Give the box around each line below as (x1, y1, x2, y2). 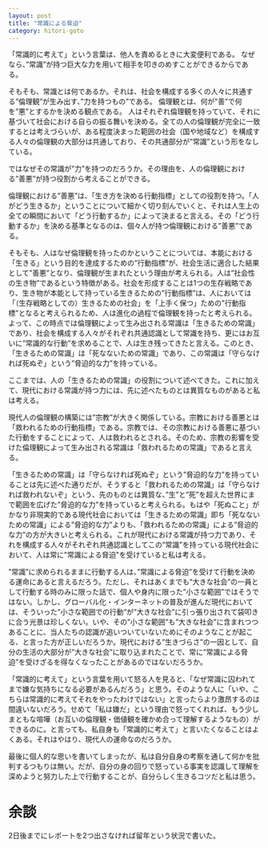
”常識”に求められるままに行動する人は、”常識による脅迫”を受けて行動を (8, 567, 242, 577)
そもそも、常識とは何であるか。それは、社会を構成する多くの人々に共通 (8, 87, 246, 96)
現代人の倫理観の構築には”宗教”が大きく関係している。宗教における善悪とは (8, 412, 260, 422)
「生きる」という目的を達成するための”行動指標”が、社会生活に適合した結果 (8, 258, 260, 268)
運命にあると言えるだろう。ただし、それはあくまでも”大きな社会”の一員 (14, 577, 252, 586)
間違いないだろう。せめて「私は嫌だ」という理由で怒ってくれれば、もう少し (8, 704, 259, 714)
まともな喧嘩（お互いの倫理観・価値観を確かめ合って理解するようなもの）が (8, 715, 261, 724)
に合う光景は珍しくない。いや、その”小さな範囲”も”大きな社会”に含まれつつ (8, 617, 258, 627)
